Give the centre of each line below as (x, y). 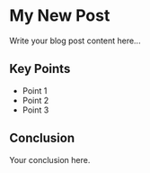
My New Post (60, 16)
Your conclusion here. (50, 159)
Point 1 (35, 90)
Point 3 (35, 110)
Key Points (40, 69)
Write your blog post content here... (75, 41)
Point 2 (35, 100)
